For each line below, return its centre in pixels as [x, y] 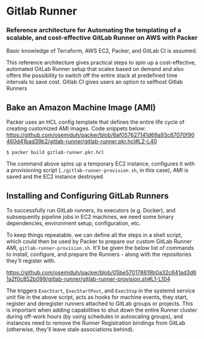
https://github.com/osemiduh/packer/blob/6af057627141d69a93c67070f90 [100, 135]
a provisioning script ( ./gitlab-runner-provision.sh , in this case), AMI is [97, 170]
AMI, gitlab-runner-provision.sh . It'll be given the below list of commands [100, 248]
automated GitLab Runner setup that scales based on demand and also [95, 69]
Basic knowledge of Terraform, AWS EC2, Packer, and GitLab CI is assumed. [102, 51]
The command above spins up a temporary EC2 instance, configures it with [101, 164]
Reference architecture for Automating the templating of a [94, 30]
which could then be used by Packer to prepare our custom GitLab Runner [99, 241]
